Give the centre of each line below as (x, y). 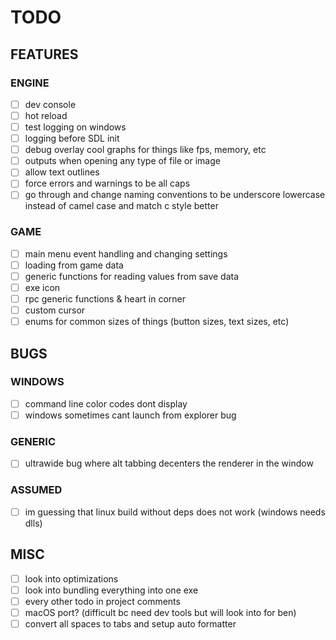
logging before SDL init (72, 138)
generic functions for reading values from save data (132, 276)
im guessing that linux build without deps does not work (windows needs (175, 512)
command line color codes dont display (106, 403)
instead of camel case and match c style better (121, 206)
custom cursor (55, 310)
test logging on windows (75, 127)
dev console (50, 104)
